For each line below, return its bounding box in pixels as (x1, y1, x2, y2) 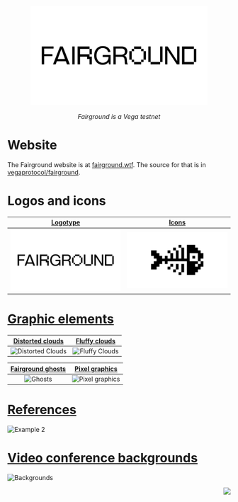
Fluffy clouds (75, 336, 115, 345)
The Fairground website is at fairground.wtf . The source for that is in (7, 160, 207, 169)
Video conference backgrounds (7, 450, 198, 466)
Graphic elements (7, 311, 115, 327)
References (7, 401, 76, 418)
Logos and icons (7, 193, 106, 209)
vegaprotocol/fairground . (7, 168, 81, 176)
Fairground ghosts (10, 364, 66, 373)
